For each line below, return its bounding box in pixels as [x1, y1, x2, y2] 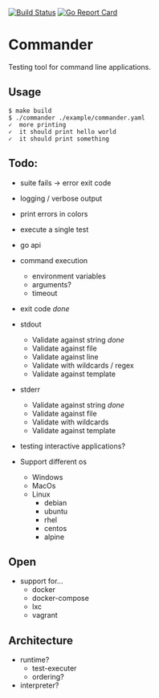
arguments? [31, 279, 72, 289]
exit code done [19, 303, 70, 313]
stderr [19, 384, 41, 394]
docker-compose [31, 594, 90, 603]
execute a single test [19, 225, 89, 234]
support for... [19, 576, 63, 586]
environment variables [31, 271, 106, 281]
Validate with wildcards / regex [31, 360, 134, 370]
